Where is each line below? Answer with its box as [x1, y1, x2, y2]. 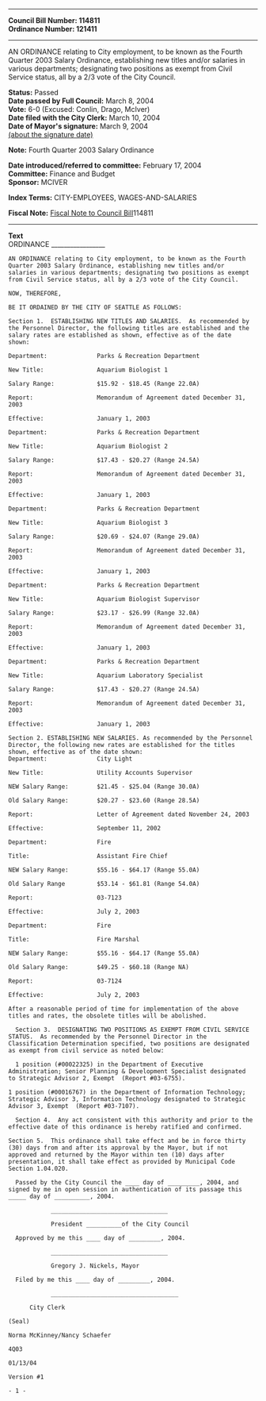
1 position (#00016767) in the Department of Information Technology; [8, 1088, 246, 1096]
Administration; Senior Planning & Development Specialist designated [8, 1068, 246, 1076]
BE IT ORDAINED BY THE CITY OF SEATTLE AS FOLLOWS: [8, 303, 182, 311]
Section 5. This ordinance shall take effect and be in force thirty [8, 1137, 246, 1145]
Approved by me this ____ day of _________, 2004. [15, 1234, 186, 1242]
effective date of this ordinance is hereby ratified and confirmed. [8, 1123, 243, 1131]
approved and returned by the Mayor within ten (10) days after [8, 1151, 225, 1159]
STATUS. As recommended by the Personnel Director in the [8, 1033, 207, 1041]
